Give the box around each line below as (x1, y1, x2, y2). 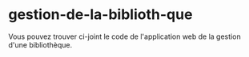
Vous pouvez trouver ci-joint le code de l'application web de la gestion (8, 32, 242, 41)
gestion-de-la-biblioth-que (8, 6, 193, 24)
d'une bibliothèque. (8, 40, 73, 49)
